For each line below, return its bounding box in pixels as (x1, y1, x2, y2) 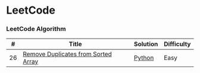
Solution (133, 40, 158, 48)
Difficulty (163, 40, 191, 48)
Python (133, 54, 154, 62)
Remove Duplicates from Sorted (23, 50, 112, 58)
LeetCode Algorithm (6, 25, 67, 33)
